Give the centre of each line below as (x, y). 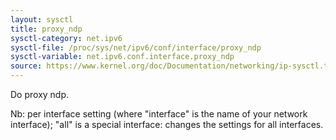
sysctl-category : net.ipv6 (66, 38)
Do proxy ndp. (40, 94)
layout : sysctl (42, 19)
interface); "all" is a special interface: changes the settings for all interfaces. (167, 124)
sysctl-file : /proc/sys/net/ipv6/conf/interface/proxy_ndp (136, 47)
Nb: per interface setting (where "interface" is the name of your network (159, 114)
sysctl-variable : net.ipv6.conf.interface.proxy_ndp (122, 57)
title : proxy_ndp (46, 29)
